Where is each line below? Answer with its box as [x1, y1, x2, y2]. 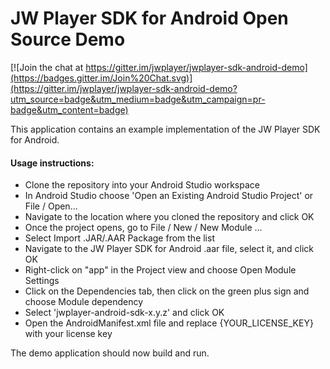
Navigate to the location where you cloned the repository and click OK [24, 211, 315, 223]
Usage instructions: [10, 157, 95, 169]
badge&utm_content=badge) [10, 103, 129, 116]
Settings [24, 275, 60, 287]
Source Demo [10, 28, 126, 51]
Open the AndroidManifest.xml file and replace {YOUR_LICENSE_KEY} [24, 317, 314, 329]
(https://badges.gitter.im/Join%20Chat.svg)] [10, 72, 193, 84]
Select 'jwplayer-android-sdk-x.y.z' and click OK [24, 307, 225, 319]
